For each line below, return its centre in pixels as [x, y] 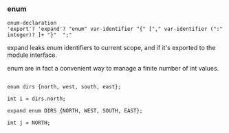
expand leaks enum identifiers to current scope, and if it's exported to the [111, 48]
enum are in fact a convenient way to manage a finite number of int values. [113, 69]
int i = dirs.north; [37, 99]
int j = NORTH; [29, 123]
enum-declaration [32, 23]
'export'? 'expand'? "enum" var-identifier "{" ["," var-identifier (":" [115, 29]
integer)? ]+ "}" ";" [40, 35]
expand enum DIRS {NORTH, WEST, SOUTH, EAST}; [75, 111]
